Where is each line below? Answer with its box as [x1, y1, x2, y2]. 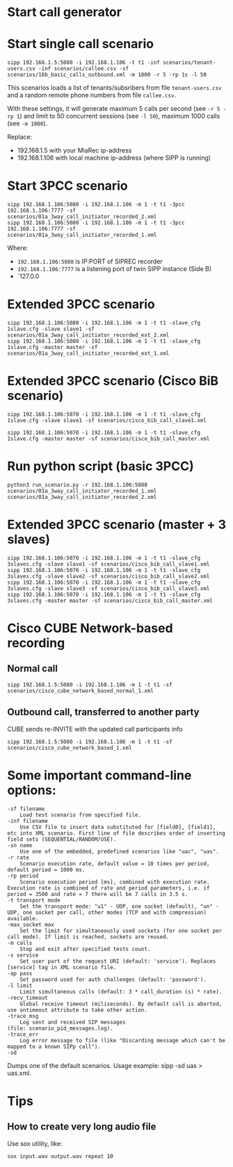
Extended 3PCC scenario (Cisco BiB [7, 373, 219, 389]
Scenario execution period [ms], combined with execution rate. [19, 879, 210, 886]
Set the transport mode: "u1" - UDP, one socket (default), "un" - [19, 903, 219, 910]
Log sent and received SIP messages [19, 1019, 127, 1026]
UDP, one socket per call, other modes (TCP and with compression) [7, 909, 207, 916]
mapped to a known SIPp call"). [7, 1043, 101, 1050]
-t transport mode [7, 897, 61, 904]
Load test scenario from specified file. [19, 811, 141, 819]
